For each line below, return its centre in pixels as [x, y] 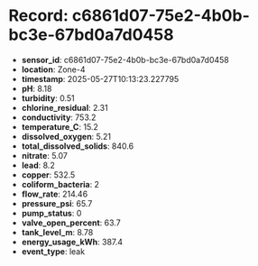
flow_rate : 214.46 [55, 194]
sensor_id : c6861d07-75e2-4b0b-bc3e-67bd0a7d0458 [125, 60]
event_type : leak [53, 251]
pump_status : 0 [51, 213]
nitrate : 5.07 [45, 155]
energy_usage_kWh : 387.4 [72, 242]
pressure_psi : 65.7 [57, 203]
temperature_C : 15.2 [60, 126]
